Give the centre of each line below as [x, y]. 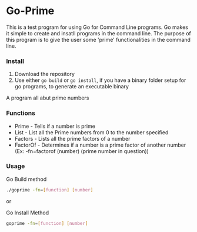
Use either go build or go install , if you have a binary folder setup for [100, 80]
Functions [21, 113]
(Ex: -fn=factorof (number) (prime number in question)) [81, 151]
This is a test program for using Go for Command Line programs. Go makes [97, 27]
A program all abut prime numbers [48, 98]
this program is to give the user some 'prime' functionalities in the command [98, 39]
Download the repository [45, 74]
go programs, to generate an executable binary [72, 87]
